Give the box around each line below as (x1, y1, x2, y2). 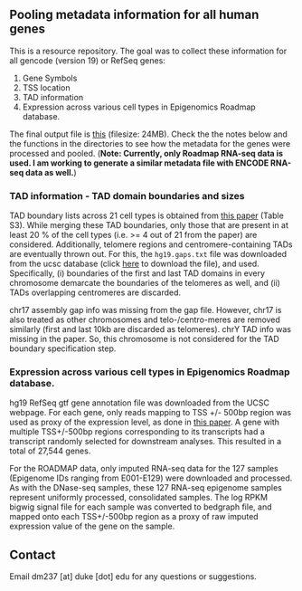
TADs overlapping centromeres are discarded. (9, 287, 182, 298)
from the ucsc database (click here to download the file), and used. (9, 258, 260, 270)
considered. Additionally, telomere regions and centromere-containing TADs (9, 239, 293, 250)
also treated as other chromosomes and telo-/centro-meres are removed (9, 314, 280, 325)
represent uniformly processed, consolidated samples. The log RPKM (9, 492, 269, 503)
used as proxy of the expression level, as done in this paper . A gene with (9, 416, 280, 428)
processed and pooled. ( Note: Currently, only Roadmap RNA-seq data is (9, 148, 283, 158)
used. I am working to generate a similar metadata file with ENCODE (9, 157, 269, 168)
